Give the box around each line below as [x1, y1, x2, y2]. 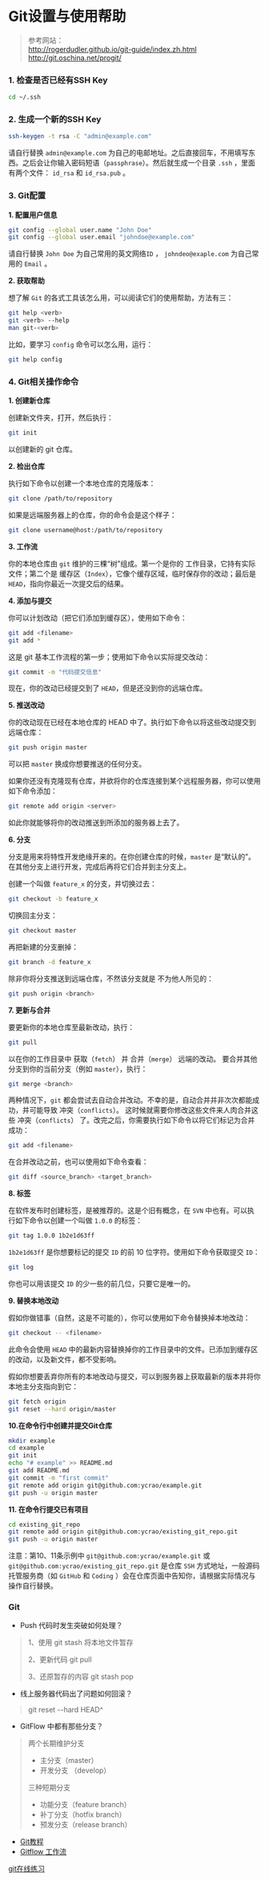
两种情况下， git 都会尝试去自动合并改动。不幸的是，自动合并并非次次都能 [8, 1095, 253, 1105]
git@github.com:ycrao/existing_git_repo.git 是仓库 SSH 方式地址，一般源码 [8, 1561, 260, 1570]
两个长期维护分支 [27, 1739, 85, 1749]
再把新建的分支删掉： [8, 942, 78, 951]
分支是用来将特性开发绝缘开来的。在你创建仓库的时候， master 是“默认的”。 [8, 852, 256, 861]
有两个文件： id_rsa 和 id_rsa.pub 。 [8, 168, 130, 177]
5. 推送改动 [8, 700, 45, 710]
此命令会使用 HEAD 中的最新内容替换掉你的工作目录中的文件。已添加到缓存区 [8, 1344, 259, 1354]
